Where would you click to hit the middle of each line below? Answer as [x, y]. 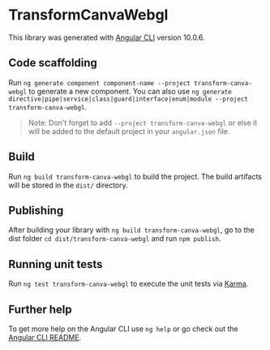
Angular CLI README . [45, 337]
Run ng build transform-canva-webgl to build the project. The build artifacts [135, 176]
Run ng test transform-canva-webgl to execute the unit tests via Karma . [129, 284]
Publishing [36, 210]
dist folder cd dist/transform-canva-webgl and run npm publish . [115, 239]
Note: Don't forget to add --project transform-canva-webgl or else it [143, 123]
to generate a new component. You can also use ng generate [130, 91]
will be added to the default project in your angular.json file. [129, 131]
